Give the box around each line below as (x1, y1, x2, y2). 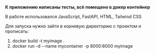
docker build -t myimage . (12, 38, 65, 44)
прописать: (5, 28, 29, 34)
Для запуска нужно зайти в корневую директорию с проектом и (5, 23, 141, 29)
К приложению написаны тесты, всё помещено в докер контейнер (5, 4, 150, 10)
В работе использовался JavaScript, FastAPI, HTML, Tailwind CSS (5, 14, 142, 19)
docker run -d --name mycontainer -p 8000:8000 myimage (12, 43, 133, 49)
